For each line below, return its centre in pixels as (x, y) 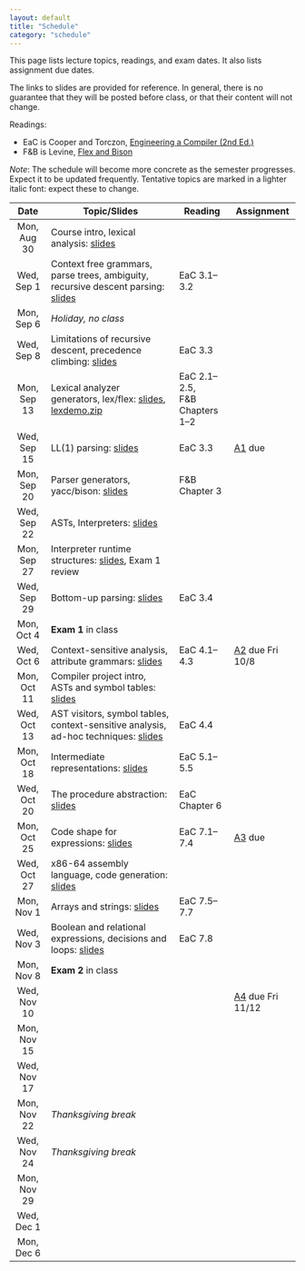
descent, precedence (96, 351)
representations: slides (99, 769)
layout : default (40, 18)
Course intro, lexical (93, 233)
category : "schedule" (50, 35)
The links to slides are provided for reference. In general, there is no (137, 88)
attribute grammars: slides (107, 661)
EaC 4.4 (196, 725)
